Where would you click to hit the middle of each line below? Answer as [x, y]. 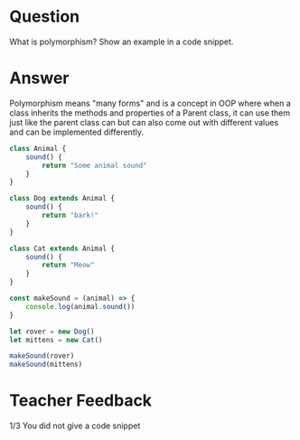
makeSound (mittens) [46, 365]
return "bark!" [70, 215]
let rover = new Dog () [52, 332]
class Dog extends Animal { [62, 199]
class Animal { [38, 148]
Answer [39, 78]
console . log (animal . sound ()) [80, 306]
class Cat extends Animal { [62, 248]
